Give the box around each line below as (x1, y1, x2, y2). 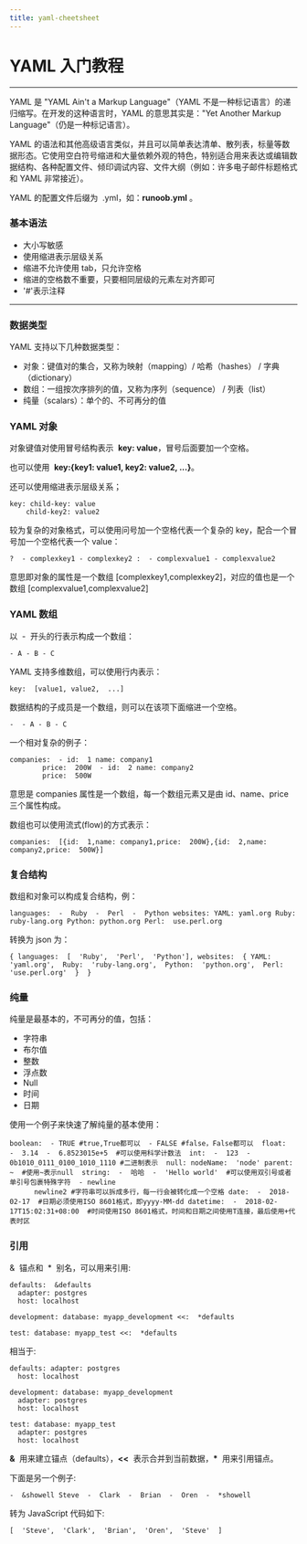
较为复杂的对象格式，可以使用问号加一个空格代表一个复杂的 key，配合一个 (9, 524, 290, 535)
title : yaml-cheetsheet (9, 13, 101, 23)
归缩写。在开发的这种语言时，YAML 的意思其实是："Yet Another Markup (9, 107, 281, 119)
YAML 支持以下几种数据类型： (9, 342, 122, 353)
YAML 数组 (9, 608, 58, 621)
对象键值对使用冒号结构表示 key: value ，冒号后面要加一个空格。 (9, 442, 254, 453)
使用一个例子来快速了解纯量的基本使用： (9, 1119, 162, 1130)
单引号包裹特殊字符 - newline (9, 1178, 116, 1188)
